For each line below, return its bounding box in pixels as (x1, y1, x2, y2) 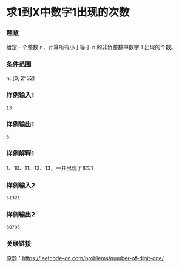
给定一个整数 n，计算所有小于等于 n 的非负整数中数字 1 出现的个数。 (6, 44, 177, 51)
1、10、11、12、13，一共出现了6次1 (6, 164, 93, 172)
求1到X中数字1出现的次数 (6, 5, 130, 19)
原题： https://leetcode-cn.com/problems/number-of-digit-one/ (6, 254, 164, 261)
